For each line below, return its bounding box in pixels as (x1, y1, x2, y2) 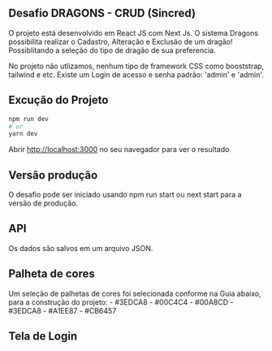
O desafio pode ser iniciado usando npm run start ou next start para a (8, 190, 242, 200)
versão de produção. (8, 198, 79, 208)
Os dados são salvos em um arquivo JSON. (8, 243, 153, 253)
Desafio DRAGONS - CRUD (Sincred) (8, 6, 196, 20)
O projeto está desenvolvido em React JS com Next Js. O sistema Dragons (8, 28, 258, 37)
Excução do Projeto (8, 93, 109, 107)
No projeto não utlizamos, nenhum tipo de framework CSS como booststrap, (8, 61, 265, 71)
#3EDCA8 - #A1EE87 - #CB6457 (8, 305, 117, 315)
